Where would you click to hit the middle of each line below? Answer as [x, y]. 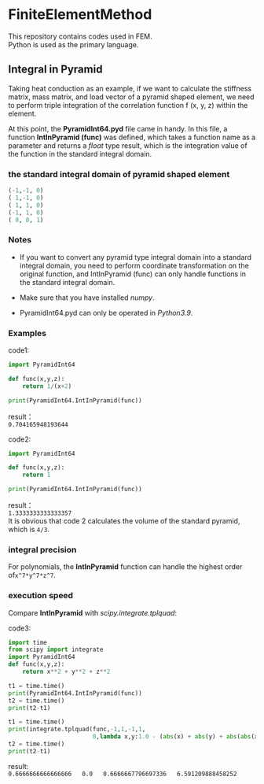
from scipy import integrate [56, 650]
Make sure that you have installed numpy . [87, 298]
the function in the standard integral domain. [80, 153]
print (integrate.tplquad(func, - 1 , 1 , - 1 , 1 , [77, 730]
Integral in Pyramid [55, 70]
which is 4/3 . [29, 530]
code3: [20, 628]
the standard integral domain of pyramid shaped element [119, 174]
